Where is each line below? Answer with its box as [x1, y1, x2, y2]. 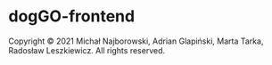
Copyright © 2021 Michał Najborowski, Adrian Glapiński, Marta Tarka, [8, 36, 264, 46]
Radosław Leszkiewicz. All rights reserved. [8, 45, 166, 55]
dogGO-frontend [8, 6, 136, 27]
